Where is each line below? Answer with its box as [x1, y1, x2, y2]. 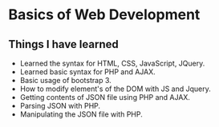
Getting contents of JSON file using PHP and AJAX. [19, 93, 191, 101]
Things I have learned [8, 38, 119, 51]
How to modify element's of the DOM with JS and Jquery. [19, 84, 211, 93]
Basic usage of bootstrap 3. [19, 76, 112, 85]
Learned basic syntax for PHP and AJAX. [19, 67, 156, 77]
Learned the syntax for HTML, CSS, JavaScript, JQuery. [19, 58, 205, 68]
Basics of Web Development [8, 6, 201, 24]
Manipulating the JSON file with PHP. [19, 109, 143, 119]
